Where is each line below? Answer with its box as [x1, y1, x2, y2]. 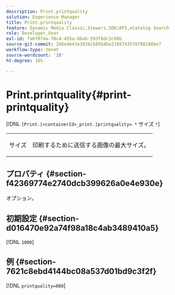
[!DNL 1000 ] [6, 239, 34, 246]
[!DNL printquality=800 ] [6, 282, 66, 289]
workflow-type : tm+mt [6, 47, 59, 53]
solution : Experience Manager [6, 14, 80, 20]
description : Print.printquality [6, 8, 88, 15]
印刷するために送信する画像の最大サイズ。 [32, 141, 150, 150]
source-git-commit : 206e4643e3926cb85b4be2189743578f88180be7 [6, 42, 161, 48]
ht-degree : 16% [6, 57, 43, 63]
